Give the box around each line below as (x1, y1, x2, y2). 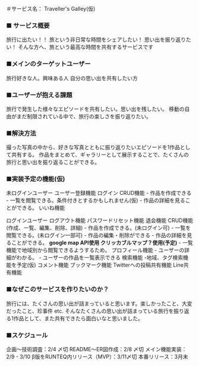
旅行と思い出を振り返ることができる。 (6, 159, 100, 166)
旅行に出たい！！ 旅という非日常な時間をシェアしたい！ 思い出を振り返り (6, 36, 186, 43)
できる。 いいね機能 (16, 204, 65, 212)
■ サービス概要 (6, 21, 50, 30)
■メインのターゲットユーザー (6, 60, 91, 68)
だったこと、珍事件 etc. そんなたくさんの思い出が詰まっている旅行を (6, 307, 174, 314)
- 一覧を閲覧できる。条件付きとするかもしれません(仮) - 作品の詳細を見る (6, 197, 185, 204)
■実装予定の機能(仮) (6, 175, 65, 183)
